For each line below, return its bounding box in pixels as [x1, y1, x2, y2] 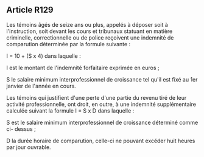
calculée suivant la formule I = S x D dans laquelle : [6, 106, 135, 114]
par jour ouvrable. [6, 143, 51, 151]
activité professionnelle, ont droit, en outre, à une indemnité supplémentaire [6, 100, 197, 108]
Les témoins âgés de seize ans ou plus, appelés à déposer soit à [6, 21, 169, 28]
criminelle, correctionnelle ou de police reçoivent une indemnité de [6, 33, 174, 41]
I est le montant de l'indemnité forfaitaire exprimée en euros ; [6, 64, 160, 71]
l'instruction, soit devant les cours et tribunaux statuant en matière [6, 27, 173, 35]
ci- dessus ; [6, 125, 37, 133]
